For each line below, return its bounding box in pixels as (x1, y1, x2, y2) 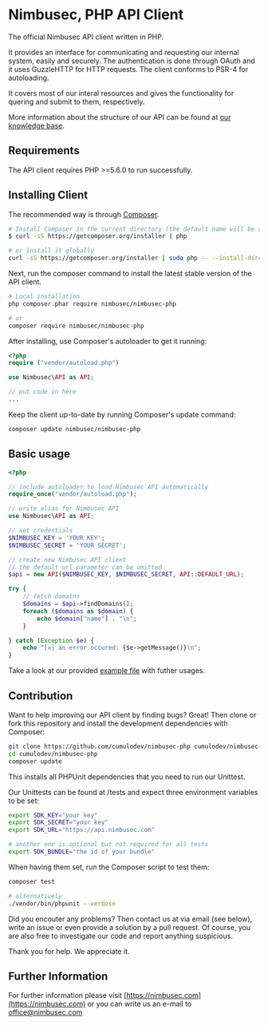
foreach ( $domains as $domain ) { (22, 607, 134, 615)
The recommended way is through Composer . (8, 209, 160, 219)
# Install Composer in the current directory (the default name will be (8, 225, 255, 233)
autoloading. (8, 73, 49, 82)
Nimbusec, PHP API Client (8, 6, 184, 24)
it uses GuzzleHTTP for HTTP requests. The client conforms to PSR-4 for (8, 64, 249, 73)
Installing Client (8, 188, 89, 202)
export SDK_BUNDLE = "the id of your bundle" (8, 848, 156, 856)
